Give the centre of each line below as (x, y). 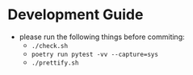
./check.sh (50, 45)
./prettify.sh (55, 63)
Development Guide (76, 15)
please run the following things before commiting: (102, 37)
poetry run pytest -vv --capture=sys (95, 54)
